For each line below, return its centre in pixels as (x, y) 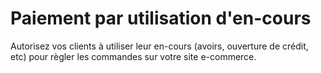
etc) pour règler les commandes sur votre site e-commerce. (133, 56)
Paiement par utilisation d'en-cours (161, 18)
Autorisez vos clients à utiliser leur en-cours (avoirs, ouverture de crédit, (159, 46)
